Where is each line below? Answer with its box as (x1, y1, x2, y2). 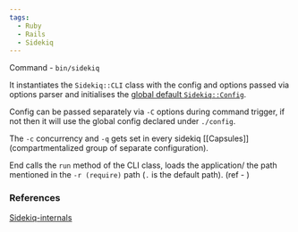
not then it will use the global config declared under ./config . (9, 116, 236, 127)
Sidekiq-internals (9, 211, 72, 223)
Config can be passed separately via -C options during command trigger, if (9, 106, 285, 117)
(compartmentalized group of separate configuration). (9, 143, 209, 153)
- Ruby (17, 21, 42, 30)
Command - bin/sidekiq (9, 62, 100, 73)
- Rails (17, 29, 47, 38)
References (9, 192, 61, 204)
